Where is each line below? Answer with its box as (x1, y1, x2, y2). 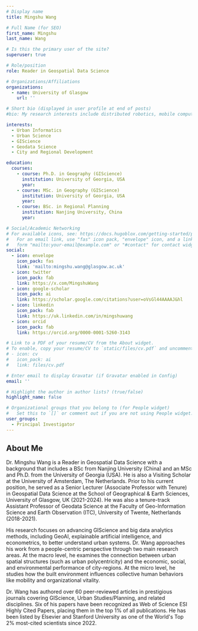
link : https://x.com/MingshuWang (16, 280, 99, 286)
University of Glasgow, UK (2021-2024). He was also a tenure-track (6, 497, 170, 504)
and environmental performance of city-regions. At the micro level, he (6, 564, 176, 571)
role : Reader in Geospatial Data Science (6, 68, 110, 74)
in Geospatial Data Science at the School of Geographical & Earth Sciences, (6, 490, 190, 497)
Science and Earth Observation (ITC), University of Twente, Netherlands (6, 509, 181, 516)
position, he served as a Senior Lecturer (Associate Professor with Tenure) (6, 484, 187, 491)
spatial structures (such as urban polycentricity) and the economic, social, (6, 558, 187, 565)
